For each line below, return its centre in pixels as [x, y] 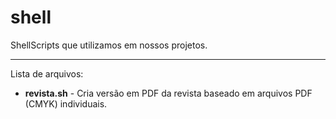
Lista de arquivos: [47, 73]
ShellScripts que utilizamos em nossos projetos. [109, 45]
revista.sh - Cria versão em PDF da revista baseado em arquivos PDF [168, 93]
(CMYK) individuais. [66, 103]
